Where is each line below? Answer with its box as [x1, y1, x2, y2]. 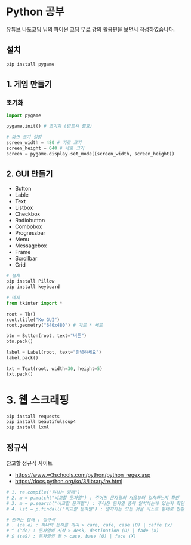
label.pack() [6, 355, 39, 361]
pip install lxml [6, 424, 50, 430]
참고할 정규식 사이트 [6, 460, 53, 466]
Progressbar [14, 229, 46, 237]
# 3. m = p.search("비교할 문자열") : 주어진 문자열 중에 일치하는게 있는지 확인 [6, 500, 185, 506]
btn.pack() [6, 338, 33, 345]
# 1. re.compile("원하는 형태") [6, 489, 81, 495]
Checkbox [14, 210, 41, 218]
